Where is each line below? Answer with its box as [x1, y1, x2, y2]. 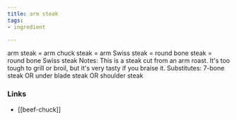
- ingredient [7, 23, 46, 30]
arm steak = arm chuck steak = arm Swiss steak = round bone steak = [7, 49, 212, 57]
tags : [7, 17, 23, 24]
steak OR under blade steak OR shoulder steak [7, 71, 144, 80]
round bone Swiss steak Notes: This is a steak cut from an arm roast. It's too [7, 56, 230, 65]
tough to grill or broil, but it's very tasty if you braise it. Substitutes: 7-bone [7, 64, 225, 73]
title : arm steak [7, 10, 59, 18]
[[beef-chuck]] [17, 105, 62, 114]
